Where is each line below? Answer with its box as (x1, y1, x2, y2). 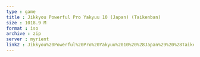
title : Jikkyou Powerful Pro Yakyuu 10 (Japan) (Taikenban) (6, 14, 161, 20)
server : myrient (6, 36, 49, 42)
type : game (6, 8, 36, 15)
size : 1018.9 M (6, 20, 46, 26)
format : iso (6, 25, 39, 31)
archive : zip (6, 31, 42, 37)
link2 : (6, 42, 26, 48)
